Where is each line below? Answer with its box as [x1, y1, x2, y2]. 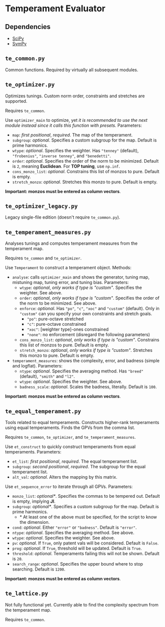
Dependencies [5, 23, 51, 31]
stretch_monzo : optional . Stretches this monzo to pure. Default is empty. [12, 179, 158, 185]
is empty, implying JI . [12, 498, 55, 504]
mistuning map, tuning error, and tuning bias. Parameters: [12, 280, 129, 285]
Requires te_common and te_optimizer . [5, 255, 82, 261]
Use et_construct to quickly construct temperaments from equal [5, 444, 136, 450]
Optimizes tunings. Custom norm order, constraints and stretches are [5, 93, 145, 99]
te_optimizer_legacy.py [5, 202, 78, 210]
